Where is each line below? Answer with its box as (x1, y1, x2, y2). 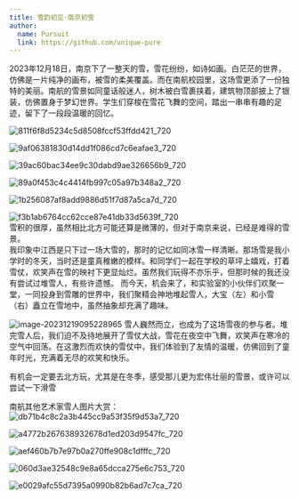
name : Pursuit (17, 29, 69, 38)
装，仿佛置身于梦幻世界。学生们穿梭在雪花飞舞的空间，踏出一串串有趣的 (9, 97, 274, 108)
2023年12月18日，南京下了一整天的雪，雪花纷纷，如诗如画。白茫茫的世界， (9, 63, 287, 74)
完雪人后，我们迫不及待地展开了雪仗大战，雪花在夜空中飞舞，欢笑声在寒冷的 (9, 330, 290, 341)
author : (9, 21, 38, 30)
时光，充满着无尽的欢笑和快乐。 (16, 352, 134, 363)
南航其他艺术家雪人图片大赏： (9, 401, 118, 412)
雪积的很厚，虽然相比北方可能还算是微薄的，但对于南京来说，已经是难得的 (9, 222, 282, 233)
